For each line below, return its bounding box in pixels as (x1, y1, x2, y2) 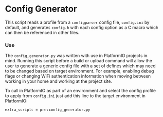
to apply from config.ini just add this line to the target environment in (5, 93, 146, 99)
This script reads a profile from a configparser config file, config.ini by (5, 19, 150, 25)
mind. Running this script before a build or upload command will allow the (5, 58, 152, 64)
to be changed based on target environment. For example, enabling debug (5, 68, 154, 74)
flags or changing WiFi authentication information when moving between (5, 73, 151, 79)
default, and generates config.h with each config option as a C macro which (5, 24, 159, 30)
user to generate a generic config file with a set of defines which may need (5, 63, 156, 69)
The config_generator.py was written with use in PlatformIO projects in (5, 53, 147, 58)
